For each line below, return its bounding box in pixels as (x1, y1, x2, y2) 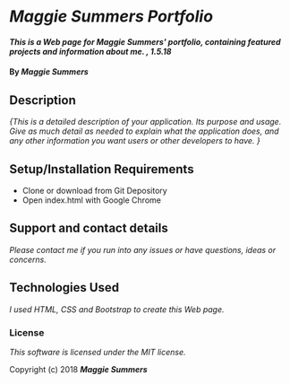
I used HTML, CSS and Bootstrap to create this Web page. (9, 303, 226, 315)
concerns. (9, 254, 47, 265)
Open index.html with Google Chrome (21, 195, 161, 205)
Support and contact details (9, 221, 168, 236)
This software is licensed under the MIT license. (9, 346, 186, 357)
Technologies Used (9, 280, 119, 295)
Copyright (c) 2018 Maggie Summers (9, 363, 148, 374)
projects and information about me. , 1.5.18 (9, 46, 172, 57)
